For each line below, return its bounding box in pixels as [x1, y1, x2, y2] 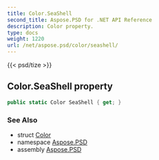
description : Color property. [7, 23, 94, 30]
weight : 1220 [7, 36, 45, 43]
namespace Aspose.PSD [17, 138, 88, 146]
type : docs [7, 29, 39, 36]
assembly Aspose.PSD [17, 145, 82, 153]
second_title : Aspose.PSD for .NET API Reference [7, 16, 153, 23]
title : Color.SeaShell [7, 10, 72, 17]
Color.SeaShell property [7, 80, 114, 93]
